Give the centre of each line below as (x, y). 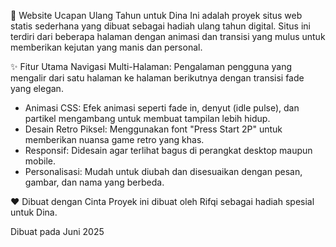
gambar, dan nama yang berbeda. (94, 182)
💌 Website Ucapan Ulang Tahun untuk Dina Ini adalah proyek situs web (156, 15)
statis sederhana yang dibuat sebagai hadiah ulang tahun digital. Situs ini (160, 26)
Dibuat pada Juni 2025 (57, 231)
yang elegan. (37, 88)
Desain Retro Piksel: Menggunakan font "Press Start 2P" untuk (153, 129)
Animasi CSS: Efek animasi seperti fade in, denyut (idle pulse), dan (162, 108)
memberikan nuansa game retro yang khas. (114, 139)
